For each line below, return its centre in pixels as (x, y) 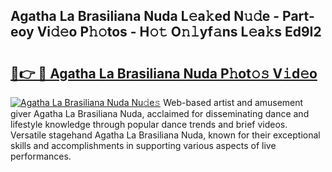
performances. (41, 156)
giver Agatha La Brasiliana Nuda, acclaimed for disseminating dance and (160, 113)
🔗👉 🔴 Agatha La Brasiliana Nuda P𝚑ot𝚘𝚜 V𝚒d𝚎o (164, 73)
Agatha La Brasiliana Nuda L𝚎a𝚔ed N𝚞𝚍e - (145, 16)
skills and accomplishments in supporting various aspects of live (143, 145)
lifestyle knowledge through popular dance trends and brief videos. (149, 124)
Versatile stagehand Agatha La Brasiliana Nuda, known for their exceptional (165, 135)
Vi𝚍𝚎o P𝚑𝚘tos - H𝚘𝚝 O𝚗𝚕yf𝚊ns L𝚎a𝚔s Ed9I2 (179, 32)
